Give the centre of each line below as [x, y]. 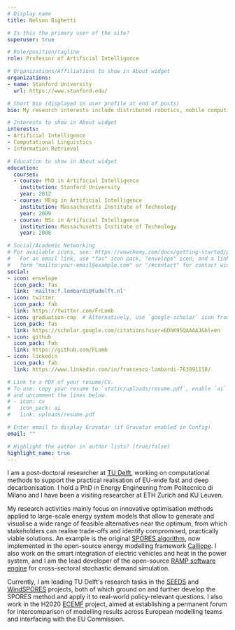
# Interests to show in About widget [62, 123]
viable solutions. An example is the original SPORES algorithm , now [104, 539]
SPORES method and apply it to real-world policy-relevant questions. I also [115, 597]
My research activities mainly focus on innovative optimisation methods [110, 509]
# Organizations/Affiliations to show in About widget [89, 71]
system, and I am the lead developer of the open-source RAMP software [112, 561]
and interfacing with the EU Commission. [66, 619]
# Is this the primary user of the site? [69, 33]
